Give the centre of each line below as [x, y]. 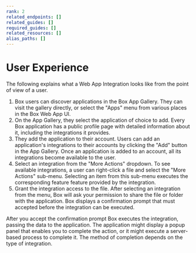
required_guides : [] [31, 28]
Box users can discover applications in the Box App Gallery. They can [99, 101]
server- [179, 231]
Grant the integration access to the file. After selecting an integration [97, 189]
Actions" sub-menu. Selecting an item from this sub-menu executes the [101, 176]
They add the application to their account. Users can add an [87, 139]
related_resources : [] [34, 33]
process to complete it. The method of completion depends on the [103, 237]
